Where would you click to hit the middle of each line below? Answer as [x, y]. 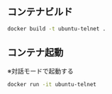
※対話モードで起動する [40, 71]
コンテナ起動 [35, 53]
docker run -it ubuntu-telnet [52, 84]
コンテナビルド [40, 12]
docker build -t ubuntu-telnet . [57, 29]
